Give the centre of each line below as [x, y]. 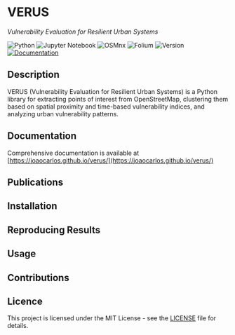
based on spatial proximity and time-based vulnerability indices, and [106, 107]
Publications [35, 182]
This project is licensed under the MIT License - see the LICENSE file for [112, 318]
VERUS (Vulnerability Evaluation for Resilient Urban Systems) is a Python [113, 91]
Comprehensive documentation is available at [73, 153]
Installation [32, 206]
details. [18, 326]
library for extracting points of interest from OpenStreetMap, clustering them [118, 99]
